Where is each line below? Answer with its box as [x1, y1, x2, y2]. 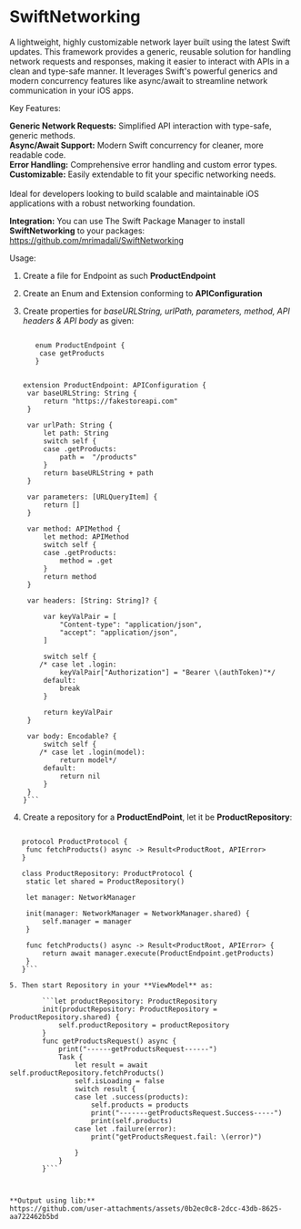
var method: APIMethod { [26, 524, 121, 533]
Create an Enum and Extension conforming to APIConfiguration [22, 287, 263, 298]
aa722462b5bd [9, 1212, 59, 1221]
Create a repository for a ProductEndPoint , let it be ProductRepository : [22, 811, 293, 822]
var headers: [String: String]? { [26, 595, 158, 605]
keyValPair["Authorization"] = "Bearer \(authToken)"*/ [59, 667, 276, 676]
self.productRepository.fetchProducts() [9, 1069, 166, 1078]
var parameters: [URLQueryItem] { [26, 492, 158, 501]
